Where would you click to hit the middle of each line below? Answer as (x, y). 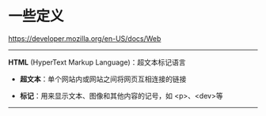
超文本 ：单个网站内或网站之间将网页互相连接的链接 (103, 79)
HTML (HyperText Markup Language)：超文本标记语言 (97, 62)
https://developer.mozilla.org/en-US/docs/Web (85, 38)
